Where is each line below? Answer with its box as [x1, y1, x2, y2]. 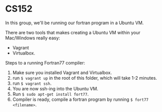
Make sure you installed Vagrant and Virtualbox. [12, 69, 112, 76]
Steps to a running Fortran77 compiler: [5, 60, 86, 66]
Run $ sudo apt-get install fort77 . [12, 91, 89, 97]
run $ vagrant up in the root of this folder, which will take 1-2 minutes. [12, 75, 157, 81]
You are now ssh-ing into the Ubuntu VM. [12, 85, 99, 91]
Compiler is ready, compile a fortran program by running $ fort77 [12, 96, 149, 102]
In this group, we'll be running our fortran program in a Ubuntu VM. [5, 20, 144, 26]
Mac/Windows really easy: [5, 35, 60, 41]
